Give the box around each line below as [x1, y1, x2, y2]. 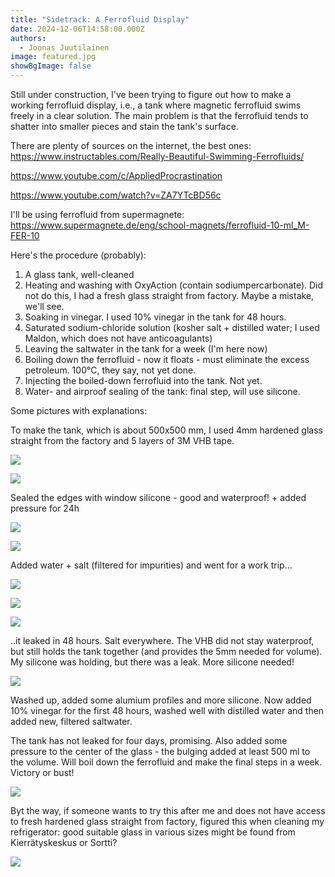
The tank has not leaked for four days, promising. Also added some [10, 735, 288, 746]
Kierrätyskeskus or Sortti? [10, 837, 118, 848]
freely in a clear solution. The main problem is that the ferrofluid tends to [10, 110, 309, 121]
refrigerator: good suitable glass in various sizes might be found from [10, 826, 296, 838]
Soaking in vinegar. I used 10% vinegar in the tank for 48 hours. [24, 311, 287, 323]
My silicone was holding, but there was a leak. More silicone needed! [10, 656, 295, 668]
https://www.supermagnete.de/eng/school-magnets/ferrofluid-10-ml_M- [10, 219, 310, 231]
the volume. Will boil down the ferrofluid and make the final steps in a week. [10, 756, 323, 768]
